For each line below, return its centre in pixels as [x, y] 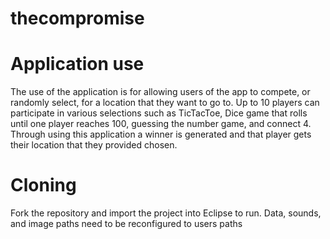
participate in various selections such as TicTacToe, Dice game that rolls [159, 113]
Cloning [43, 185]
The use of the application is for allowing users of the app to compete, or [160, 92]
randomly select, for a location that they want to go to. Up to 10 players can [165, 103]
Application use [77, 64]
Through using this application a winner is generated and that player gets [161, 134]
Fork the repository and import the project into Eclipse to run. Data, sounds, [166, 213]
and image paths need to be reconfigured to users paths [126, 224]
